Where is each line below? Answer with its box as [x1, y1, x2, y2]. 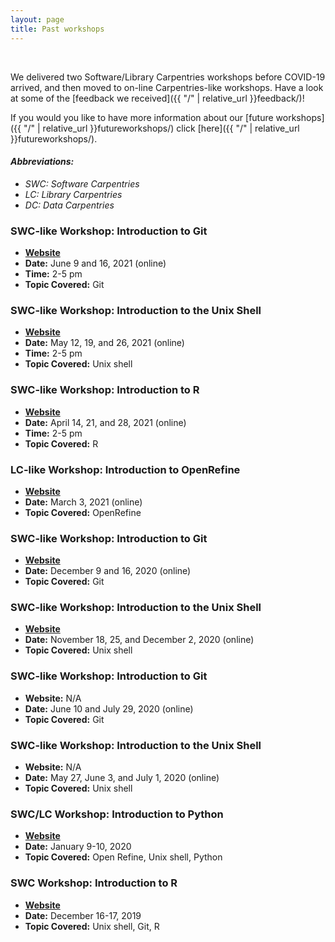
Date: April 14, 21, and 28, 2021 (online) [24, 416, 187, 428]
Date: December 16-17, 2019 [24, 909, 142, 921]
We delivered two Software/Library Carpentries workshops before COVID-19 [10, 71, 326, 83]
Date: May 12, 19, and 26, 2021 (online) [24, 337, 185, 349]
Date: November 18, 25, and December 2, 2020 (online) [24, 634, 255, 646]
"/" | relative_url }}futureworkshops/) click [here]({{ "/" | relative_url [23, 122, 300, 134]
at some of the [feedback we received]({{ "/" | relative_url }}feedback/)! [10, 92, 305, 104]
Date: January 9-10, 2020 [24, 841, 132, 853]
